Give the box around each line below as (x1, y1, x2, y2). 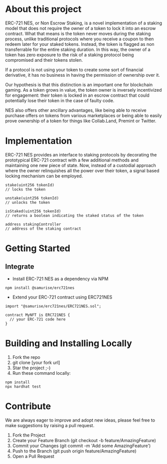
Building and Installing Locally (5, 338, 132, 349)
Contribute (5, 401, 51, 412)
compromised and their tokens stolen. (5, 57, 83, 63)
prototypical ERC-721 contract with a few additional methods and (5, 157, 139, 163)
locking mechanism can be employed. (5, 173, 83, 179)
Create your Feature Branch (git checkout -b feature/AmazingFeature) (12, 437, 156, 443)
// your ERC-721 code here (9, 316, 66, 322)
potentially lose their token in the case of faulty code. (5, 97, 115, 103)
